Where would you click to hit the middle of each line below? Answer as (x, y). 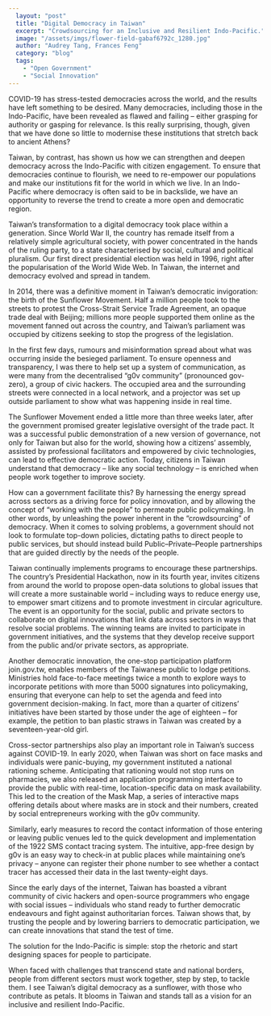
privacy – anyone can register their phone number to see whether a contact (134, 863)
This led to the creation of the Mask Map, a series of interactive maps (124, 796)
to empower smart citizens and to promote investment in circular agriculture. (135, 602)
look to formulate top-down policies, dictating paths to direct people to (126, 535)
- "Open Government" (57, 69)
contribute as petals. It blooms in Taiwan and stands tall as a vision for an (130, 996)
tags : (25, 61)
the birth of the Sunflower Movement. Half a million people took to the (124, 300)
